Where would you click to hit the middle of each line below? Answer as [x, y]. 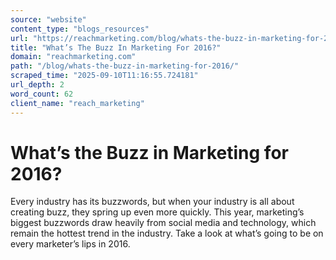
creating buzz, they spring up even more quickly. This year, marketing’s [157, 212]
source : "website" [48, 19]
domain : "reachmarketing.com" [73, 57]
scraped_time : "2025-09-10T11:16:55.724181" [104, 76]
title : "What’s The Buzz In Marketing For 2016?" [116, 47]
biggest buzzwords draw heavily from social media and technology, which [163, 223]
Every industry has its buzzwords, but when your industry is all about [152, 202]
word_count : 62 [42, 94]
